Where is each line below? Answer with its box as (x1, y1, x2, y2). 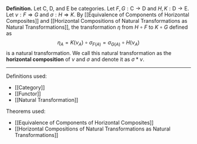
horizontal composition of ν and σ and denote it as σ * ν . (6, 56, 145, 63)
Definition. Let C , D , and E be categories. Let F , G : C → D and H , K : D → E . (6, 5, 189, 12)
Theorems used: (6, 108, 46, 115)
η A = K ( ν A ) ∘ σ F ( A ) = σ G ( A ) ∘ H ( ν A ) (57, 39, 140, 47)
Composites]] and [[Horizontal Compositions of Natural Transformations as (6, 18, 188, 24)
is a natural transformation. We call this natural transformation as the (6, 49, 172, 56)
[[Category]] (14, 84, 45, 91)
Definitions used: (6, 73, 47, 80)
